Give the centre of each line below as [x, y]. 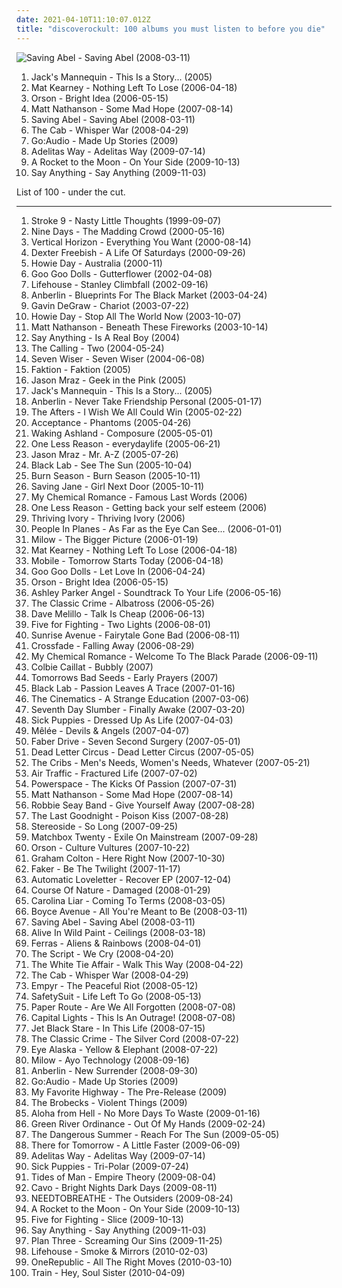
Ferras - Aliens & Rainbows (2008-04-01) [116, 943]
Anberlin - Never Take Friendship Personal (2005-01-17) [146, 401]
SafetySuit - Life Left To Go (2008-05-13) [116, 996]
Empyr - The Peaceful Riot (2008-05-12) [114, 985]
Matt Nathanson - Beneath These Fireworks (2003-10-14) [149, 327]
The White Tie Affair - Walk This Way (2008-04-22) [137, 964]
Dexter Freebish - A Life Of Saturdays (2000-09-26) [138, 252]
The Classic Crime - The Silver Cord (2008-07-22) [134, 1038]
